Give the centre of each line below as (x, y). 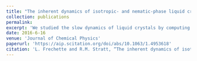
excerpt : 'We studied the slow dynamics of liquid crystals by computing (98, 28)
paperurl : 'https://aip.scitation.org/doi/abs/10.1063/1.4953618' (89, 44)
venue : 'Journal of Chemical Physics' (53, 38)
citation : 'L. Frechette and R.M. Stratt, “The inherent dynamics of (93, 49)
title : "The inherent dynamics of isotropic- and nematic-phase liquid (95, 11)
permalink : (19, 22)
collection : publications (38, 17)
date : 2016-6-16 (26, 33)
